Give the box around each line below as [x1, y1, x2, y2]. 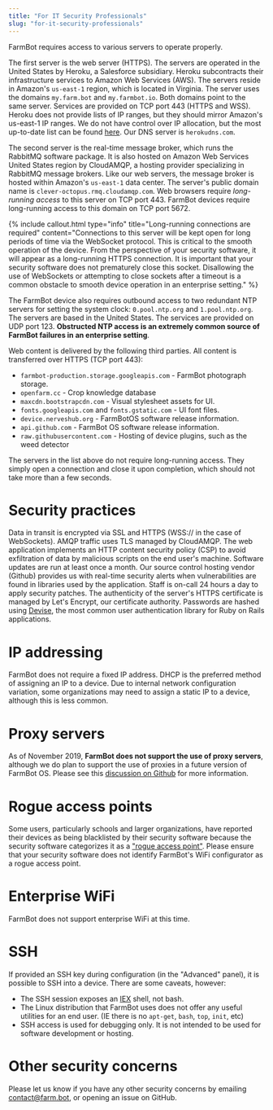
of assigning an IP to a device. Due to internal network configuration [8, 678, 236, 688]
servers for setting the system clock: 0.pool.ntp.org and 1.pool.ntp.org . [8, 304, 253, 314]
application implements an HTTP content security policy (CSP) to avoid [8, 545, 246, 555]
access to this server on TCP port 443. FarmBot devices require [36, 195, 250, 204]
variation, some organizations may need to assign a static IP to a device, [8, 687, 250, 697]
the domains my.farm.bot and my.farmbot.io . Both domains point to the [8, 92, 246, 102]
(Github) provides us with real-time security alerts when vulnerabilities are [8, 571, 257, 581]
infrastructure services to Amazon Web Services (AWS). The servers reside [8, 75, 262, 85]
